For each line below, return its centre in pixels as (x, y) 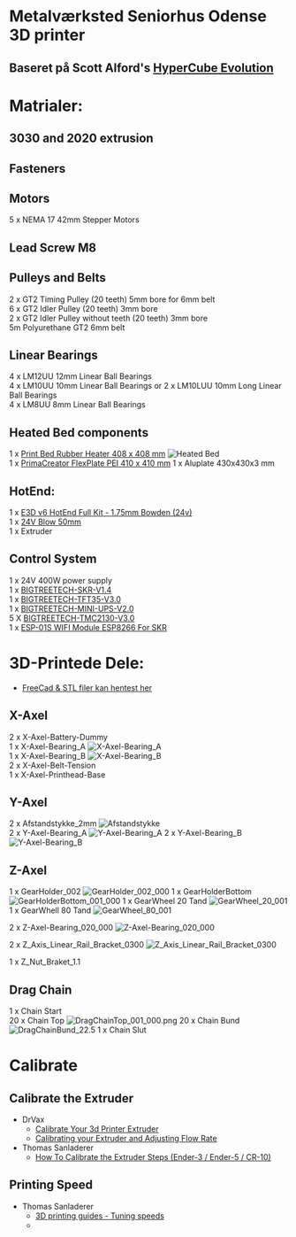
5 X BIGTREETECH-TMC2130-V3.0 (72, 618)
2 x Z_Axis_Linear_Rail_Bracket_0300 (76, 945)
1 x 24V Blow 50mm (45, 522)
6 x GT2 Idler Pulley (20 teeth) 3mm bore (83, 308)
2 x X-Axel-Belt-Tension (53, 765)
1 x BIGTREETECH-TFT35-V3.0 (65, 599)
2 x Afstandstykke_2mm (53, 823)
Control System (53, 559)
